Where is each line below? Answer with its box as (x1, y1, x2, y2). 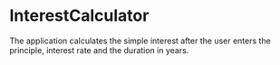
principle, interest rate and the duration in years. (9, 44, 189, 55)
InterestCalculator (9, 5, 150, 26)
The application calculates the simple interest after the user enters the (9, 35, 272, 46)
